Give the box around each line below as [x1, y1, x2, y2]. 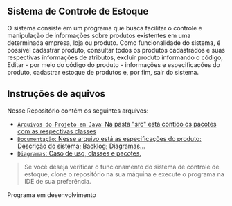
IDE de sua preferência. [24, 177, 91, 185]
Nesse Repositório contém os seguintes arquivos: [7, 106, 149, 115]
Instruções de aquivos [7, 88, 106, 100]
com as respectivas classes [17, 127, 97, 135]
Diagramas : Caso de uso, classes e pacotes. [17, 149, 142, 158]
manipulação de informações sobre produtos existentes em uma [7, 31, 191, 39]
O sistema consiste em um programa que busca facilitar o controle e [7, 24, 202, 32]
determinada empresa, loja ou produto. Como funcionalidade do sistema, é [7, 38, 221, 47]
